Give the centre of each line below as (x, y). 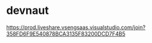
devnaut (28, 11)
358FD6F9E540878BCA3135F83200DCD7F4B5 (66, 33)
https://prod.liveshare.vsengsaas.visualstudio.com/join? (76, 27)
